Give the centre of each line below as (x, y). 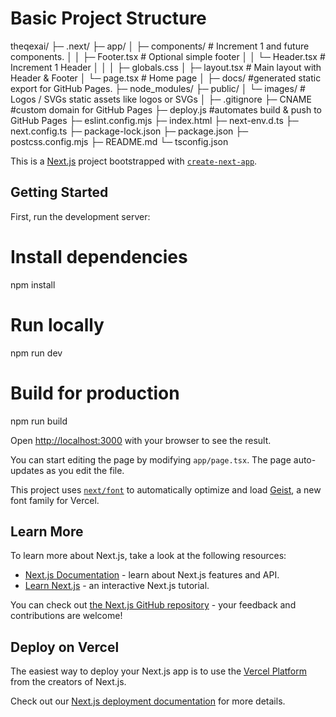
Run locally (57, 324)
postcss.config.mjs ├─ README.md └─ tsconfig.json (119, 141)
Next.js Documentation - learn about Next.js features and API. (152, 575)
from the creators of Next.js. (68, 682)
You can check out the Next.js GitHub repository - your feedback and (153, 605)
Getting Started (59, 192)
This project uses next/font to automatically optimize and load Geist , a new (166, 489)
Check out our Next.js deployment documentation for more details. (148, 701)
